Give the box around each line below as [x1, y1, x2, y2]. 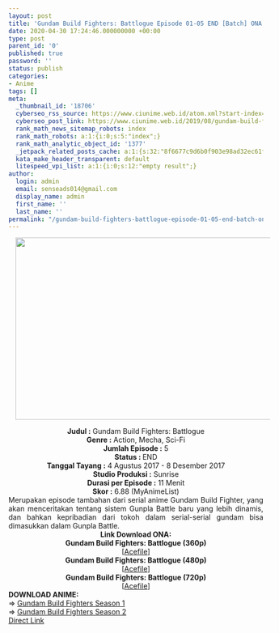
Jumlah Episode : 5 [103, 444, 169, 453]
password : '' [8, 57, 53, 66]
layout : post [8, 11, 53, 20]
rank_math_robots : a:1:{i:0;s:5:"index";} [15, 132, 161, 140]
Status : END [114, 452, 158, 462]
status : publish [8, 65, 63, 73]
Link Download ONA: [99, 529, 172, 539]
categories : [8, 72, 49, 80]
